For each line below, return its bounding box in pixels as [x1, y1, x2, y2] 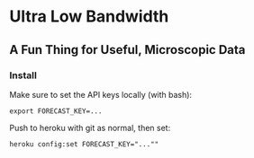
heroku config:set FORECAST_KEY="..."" [9, 139, 159, 149]
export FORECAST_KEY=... [9, 106, 103, 116]
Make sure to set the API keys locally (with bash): [9, 89, 192, 100]
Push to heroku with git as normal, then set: [9, 122, 171, 133]
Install [9, 69, 38, 82]
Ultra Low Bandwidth [9, 6, 169, 27]
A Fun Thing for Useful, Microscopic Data [9, 42, 246, 57]
